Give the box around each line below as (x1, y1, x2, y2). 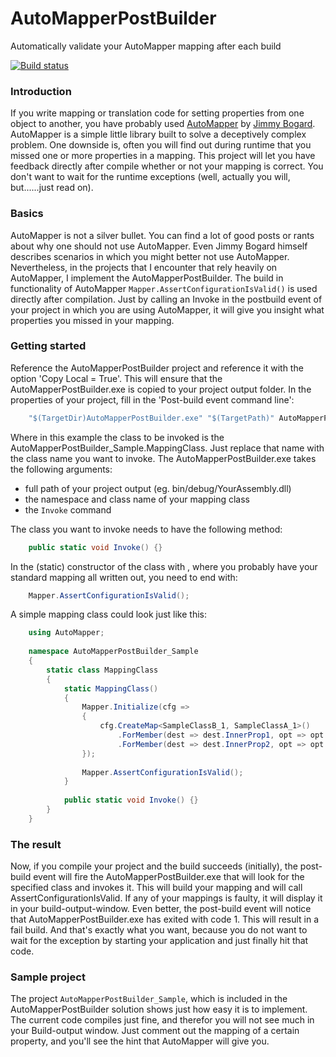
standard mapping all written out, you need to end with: (10, 571, 238, 583)
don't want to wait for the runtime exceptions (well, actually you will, (10, 171, 291, 183)
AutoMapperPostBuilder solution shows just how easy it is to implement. (10, 1003, 308, 1016)
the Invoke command (24, 503, 112, 516)
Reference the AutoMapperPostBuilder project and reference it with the (10, 362, 304, 374)
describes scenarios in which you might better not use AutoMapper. (10, 250, 290, 262)
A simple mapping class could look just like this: (10, 608, 207, 621)
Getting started (10, 339, 87, 353)
